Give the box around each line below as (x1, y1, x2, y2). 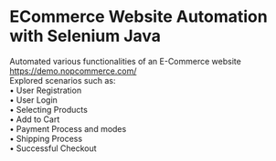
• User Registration (9, 85, 82, 96)
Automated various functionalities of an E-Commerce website (9, 55, 242, 66)
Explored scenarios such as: (9, 75, 116, 86)
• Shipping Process (9, 133, 83, 144)
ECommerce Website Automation (9, 6, 268, 27)
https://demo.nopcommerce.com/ (9, 65, 137, 76)
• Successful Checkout (9, 143, 98, 154)
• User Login (9, 94, 58, 106)
